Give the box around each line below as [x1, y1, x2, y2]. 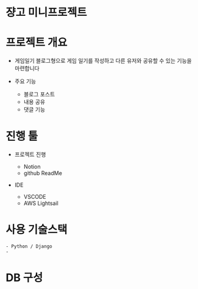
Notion [23, 163, 41, 171]
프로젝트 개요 [5, 36, 68, 49]
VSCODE [23, 193, 46, 201]
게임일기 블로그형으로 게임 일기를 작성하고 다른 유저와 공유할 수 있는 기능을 [14, 57, 193, 65]
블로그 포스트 [23, 91, 55, 98]
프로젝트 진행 [14, 151, 46, 159]
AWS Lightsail [23, 199, 58, 207]
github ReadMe [23, 169, 62, 177]
